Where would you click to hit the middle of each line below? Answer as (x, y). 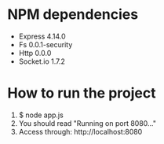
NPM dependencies (73, 15)
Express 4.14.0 (42, 36)
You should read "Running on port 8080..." (87, 123)
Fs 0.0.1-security (46, 44)
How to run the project (82, 93)
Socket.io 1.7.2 (42, 61)
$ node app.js (41, 115)
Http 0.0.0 (35, 53)
